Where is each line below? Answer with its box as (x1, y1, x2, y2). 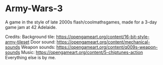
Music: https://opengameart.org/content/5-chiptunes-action (21, 49, 143, 55)
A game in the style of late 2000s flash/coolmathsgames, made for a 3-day (5, 19, 157, 25)
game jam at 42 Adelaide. (5, 24, 57, 30)
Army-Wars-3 (5, 3, 63, 14)
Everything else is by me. (5, 54, 56, 60)
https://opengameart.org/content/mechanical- (56, 39, 150, 44)
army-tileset (5, 39, 29, 44)
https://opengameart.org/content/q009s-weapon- (56, 44, 158, 50)
